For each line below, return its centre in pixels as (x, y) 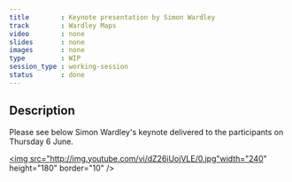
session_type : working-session (69, 67)
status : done (47, 75)
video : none (47, 34)
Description (42, 111)
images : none (47, 50)
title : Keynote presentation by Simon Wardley (112, 17)
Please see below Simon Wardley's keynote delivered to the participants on (146, 132)
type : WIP (45, 58)
